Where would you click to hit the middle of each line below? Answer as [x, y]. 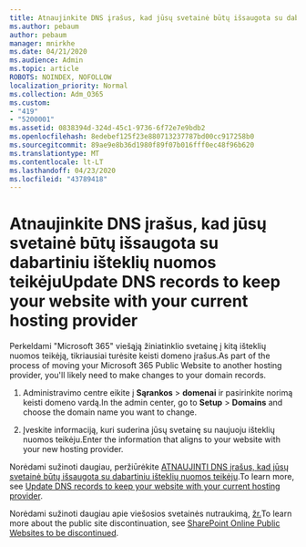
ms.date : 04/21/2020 [49, 52]
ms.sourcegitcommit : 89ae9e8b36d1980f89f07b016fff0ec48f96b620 [132, 145]
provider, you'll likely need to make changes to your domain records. [138, 376]
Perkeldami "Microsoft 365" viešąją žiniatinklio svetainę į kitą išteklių [138, 346]
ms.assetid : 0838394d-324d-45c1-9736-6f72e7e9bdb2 [107, 129]
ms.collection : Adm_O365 [56, 94]
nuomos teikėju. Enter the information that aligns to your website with [151, 439]
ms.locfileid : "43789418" [58, 179]
